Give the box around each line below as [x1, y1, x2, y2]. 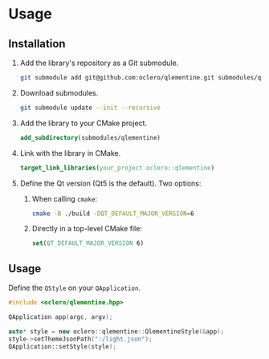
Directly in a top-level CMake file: [31, 224, 143, 234]
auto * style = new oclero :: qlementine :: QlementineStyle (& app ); [8, 327, 225, 336]
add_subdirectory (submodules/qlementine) [19, 133, 161, 141]
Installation [8, 37, 66, 51]
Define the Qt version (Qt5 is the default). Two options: [19, 178, 202, 188]
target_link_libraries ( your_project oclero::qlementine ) [19, 164, 215, 172]
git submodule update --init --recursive [19, 104, 161, 112]
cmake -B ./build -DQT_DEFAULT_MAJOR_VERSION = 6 [31, 210, 194, 218]
